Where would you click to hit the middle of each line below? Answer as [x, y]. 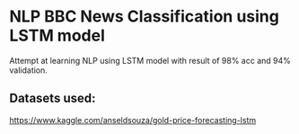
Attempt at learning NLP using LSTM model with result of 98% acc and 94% [150, 60]
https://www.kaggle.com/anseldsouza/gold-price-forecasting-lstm [133, 120]
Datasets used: [53, 98]
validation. [28, 70]
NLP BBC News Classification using [145, 17]
